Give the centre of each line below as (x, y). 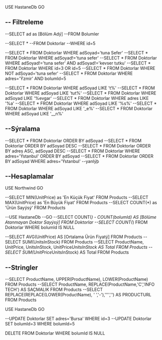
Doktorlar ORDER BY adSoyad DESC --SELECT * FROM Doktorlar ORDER (78, 146)
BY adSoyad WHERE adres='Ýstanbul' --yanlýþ (52, 161)
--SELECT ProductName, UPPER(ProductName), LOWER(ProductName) (77, 279)
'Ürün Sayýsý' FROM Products (35, 208)
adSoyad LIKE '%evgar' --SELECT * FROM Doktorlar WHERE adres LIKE (77, 98)
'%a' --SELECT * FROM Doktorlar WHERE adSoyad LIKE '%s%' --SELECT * (81, 103)
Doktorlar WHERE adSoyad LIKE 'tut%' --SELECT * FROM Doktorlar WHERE (81, 93)
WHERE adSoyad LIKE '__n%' (34, 113)
